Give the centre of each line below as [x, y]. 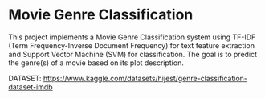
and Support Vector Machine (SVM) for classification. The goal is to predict [133, 54]
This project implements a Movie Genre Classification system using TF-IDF [132, 37]
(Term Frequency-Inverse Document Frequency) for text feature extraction [132, 45]
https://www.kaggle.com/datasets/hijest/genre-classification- [145, 78]
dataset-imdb [31, 87]
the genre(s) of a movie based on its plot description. [96, 63]
